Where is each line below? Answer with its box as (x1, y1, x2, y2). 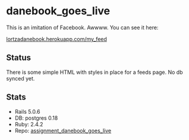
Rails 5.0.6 (14, 108, 40, 115)
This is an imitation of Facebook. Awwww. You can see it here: (6, 24, 159, 31)
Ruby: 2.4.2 (14, 120, 43, 127)
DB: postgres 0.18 (14, 114, 58, 122)
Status (6, 52, 31, 63)
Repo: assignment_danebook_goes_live (14, 127, 112, 134)
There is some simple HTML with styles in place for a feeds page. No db (6, 69, 183, 76)
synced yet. (6, 74, 35, 82)
